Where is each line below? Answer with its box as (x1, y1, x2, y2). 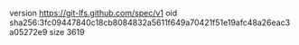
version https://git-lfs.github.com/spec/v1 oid (9, 8, 178, 18)
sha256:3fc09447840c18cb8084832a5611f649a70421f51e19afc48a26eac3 (9, 17, 291, 28)
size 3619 (49, 27, 85, 37)
